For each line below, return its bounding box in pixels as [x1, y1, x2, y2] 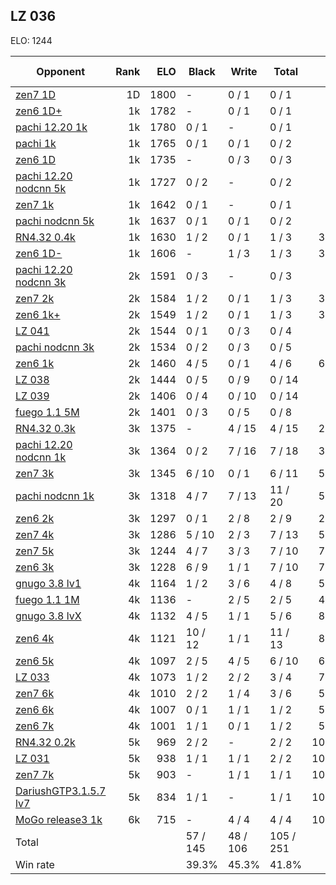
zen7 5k [15, 544, 55, 558]
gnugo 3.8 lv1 [15, 576, 82, 590]
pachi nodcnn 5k [15, 214, 95, 228]
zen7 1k [15, 197, 55, 211]
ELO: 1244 [10, 34, 53, 46]
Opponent [36, 64, 85, 78]
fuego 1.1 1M [15, 592, 80, 606]
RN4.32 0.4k [15, 230, 76, 244]
